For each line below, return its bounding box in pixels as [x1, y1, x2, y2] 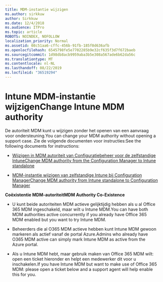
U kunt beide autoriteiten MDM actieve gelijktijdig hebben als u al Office [12, 201, 156, 207]
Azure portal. [12, 241, 38, 247]
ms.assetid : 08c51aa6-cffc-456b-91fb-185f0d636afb [5, 43, 110, 48]
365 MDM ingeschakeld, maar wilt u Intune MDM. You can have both [12, 206, 148, 212]
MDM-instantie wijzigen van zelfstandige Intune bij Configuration [12, 172, 142, 178]
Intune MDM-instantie [5, 91, 96, 102]
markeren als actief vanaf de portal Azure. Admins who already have [12, 231, 148, 237]
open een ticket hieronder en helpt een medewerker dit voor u [12, 256, 136, 262]
